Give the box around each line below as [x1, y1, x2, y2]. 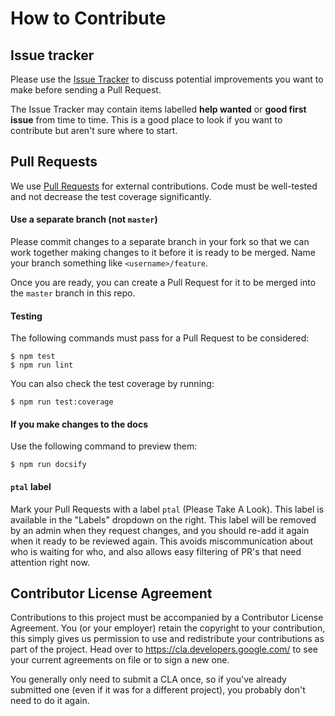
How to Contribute [10, 7, 167, 30]
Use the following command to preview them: [10, 440, 198, 452]
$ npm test [10, 352, 56, 362]
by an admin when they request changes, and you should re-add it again [10, 524, 310, 536]
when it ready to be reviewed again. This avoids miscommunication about [10, 535, 314, 547]
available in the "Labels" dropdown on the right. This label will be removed [10, 513, 317, 526]
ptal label [10, 481, 52, 493]
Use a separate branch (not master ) [10, 213, 158, 226]
